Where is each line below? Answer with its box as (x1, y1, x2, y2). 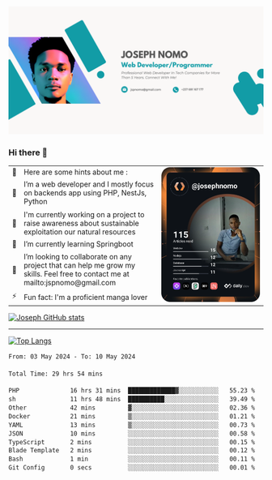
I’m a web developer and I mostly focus (23, 179, 154, 189)
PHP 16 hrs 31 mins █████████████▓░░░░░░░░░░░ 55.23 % (8, 387, 255, 395)
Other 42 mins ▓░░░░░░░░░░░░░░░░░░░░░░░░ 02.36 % (8, 404, 255, 412)
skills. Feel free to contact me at (23, 269, 130, 279)
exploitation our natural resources (23, 226, 136, 237)
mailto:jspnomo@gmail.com (23, 278, 117, 288)
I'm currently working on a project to (23, 209, 145, 219)
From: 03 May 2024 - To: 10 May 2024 (8, 352, 136, 361)
